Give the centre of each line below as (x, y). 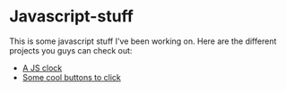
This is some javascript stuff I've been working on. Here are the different (143, 41)
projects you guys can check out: (71, 50)
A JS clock (42, 68)
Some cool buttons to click (71, 77)
